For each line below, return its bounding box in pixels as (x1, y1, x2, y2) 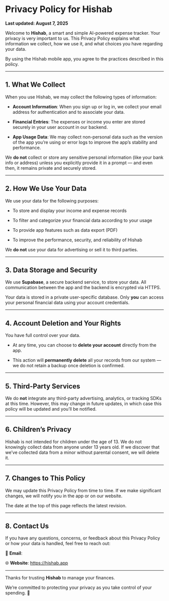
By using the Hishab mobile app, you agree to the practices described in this (5, 55, 163, 61)
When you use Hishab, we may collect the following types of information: (5, 94, 157, 100)
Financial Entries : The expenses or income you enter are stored (12, 118, 145, 124)
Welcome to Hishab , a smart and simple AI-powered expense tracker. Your (5, 30, 160, 36)
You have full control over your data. (5, 332, 80, 339)
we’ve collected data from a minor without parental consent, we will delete (5, 449, 159, 455)
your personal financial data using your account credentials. (5, 300, 130, 306)
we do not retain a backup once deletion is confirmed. (12, 363, 125, 369)
